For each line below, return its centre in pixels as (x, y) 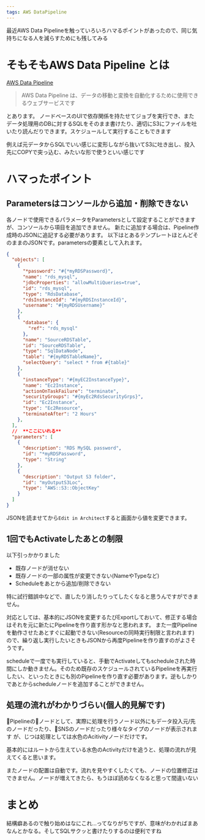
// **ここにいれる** (36, 431)
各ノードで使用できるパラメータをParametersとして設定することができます (101, 219)
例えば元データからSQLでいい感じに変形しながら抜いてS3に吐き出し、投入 (101, 144)
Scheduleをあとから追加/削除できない (63, 583)
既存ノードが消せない (42, 568)
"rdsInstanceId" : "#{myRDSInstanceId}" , (75, 300)
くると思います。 (38, 757)
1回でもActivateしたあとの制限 (65, 539)
